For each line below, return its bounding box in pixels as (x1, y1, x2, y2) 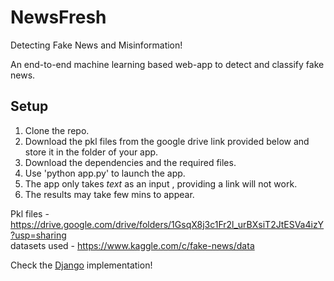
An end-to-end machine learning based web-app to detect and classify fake (10, 58, 325, 70)
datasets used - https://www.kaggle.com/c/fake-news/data (10, 239, 255, 251)
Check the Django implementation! (10, 259, 153, 271)
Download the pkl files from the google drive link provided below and (24, 135, 310, 147)
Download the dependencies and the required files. (24, 156, 237, 168)
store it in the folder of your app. (24, 146, 159, 158)
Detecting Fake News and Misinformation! (10, 39, 183, 51)
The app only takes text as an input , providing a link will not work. (24, 177, 298, 190)
